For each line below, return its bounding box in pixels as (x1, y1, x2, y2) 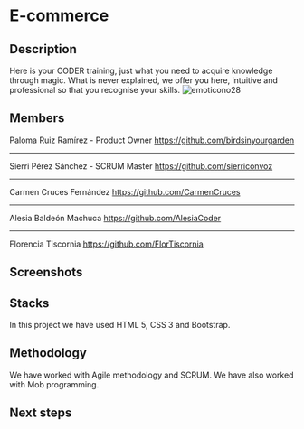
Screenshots (9, 265, 83, 280)
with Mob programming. (9, 378, 100, 389)
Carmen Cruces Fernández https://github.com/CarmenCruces (9, 186, 241, 197)
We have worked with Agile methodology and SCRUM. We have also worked (9, 369, 294, 380)
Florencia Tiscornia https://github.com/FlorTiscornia (9, 238, 204, 249)
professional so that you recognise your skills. (9, 85, 181, 95)
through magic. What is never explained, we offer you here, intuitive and (9, 75, 278, 86)
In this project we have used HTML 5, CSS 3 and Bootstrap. (9, 320, 231, 331)
